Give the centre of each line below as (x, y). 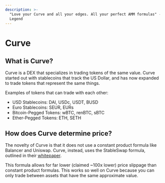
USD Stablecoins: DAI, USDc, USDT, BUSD (55, 102)
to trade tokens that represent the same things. (53, 83)
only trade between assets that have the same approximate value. (72, 176)
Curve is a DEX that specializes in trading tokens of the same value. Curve (80, 73)
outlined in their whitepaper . (33, 156)
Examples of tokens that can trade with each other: (57, 93)
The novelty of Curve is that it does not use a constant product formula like (81, 145)
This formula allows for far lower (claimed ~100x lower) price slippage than (81, 165)
